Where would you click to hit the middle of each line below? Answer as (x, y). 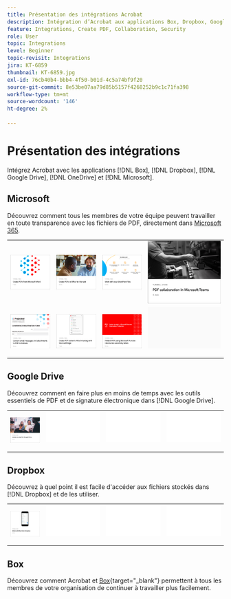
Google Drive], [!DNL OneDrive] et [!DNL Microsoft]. (81, 177)
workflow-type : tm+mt (38, 94)
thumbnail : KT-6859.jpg (41, 72)
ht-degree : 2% (27, 109)
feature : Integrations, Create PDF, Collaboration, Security (97, 29)
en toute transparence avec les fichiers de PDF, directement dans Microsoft (114, 223)
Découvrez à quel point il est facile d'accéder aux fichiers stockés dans (108, 487)
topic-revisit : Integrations (49, 58)
